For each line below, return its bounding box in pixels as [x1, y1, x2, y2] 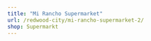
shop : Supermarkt [7, 23, 59, 30]
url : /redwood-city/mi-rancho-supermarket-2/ [7, 17, 144, 24]
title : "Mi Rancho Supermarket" [7, 10, 103, 17]
